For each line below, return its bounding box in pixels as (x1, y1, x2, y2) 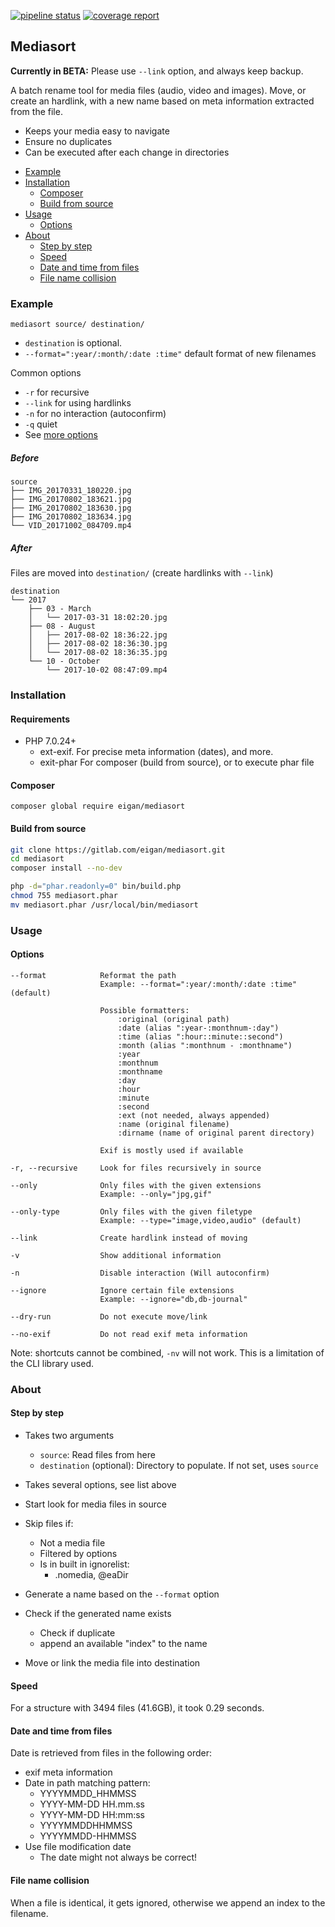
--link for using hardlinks (24, 397, 132, 409)
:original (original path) (117, 1014, 230, 1024)
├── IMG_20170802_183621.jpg (10, 495, 132, 505)
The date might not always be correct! (39, 1851, 198, 1864)
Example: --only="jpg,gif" (99, 1189, 213, 1199)
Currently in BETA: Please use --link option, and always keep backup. (10, 65, 304, 77)
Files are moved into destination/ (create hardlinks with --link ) (10, 567, 274, 579)
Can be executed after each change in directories (24, 146, 230, 158)
